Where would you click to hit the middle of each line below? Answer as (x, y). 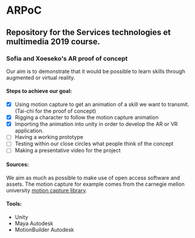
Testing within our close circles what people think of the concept (94, 144)
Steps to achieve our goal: (39, 91)
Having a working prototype (49, 137)
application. (29, 131)
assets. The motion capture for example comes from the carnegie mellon (95, 184)
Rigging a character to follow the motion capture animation (87, 118)
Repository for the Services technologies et (89, 32)
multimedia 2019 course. (53, 41)
